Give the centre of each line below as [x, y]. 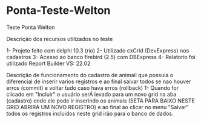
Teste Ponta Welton [31, 27]
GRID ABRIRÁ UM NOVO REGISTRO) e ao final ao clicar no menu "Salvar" [97, 107]
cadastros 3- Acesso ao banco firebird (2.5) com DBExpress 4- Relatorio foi [101, 57]
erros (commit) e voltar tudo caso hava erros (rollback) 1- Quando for [93, 87]
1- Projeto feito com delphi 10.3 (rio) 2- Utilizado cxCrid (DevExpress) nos [98, 50]
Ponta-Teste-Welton [58, 11]
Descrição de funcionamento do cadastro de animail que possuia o [90, 75]
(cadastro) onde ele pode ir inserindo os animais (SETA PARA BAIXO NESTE [100, 101]
